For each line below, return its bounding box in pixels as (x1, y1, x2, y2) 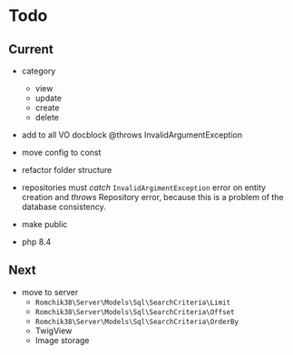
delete (34, 112, 60, 122)
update (34, 92, 63, 103)
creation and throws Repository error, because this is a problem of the (21, 192, 284, 202)
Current (8, 42, 54, 57)
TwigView (34, 325, 73, 336)
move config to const (21, 147, 102, 158)
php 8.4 (21, 236, 52, 247)
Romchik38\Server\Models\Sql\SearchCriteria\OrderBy (34, 317, 239, 326)
